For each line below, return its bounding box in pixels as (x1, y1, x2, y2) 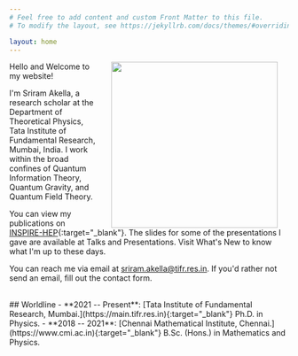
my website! (9, 71, 54, 81)
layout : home (9, 37, 58, 46)
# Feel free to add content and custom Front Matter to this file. (9, 12, 264, 22)
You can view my (9, 209, 72, 220)
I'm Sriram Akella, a (9, 88, 80, 98)
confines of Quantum (9, 163, 87, 174)
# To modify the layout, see (9, 21, 117, 30)
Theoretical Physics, (9, 116, 84, 127)
